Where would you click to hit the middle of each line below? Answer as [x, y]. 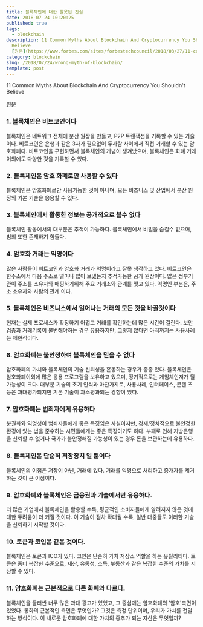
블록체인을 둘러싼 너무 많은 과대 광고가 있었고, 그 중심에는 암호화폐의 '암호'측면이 [101, 603]
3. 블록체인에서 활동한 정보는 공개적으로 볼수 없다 [73, 214]
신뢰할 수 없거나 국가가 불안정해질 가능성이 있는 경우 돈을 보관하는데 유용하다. [104, 439]
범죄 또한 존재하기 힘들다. [36, 237]
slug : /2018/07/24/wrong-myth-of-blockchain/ [64, 62]
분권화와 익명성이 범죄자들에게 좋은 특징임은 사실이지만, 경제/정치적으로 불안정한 [101, 423]
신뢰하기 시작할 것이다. [39, 525]
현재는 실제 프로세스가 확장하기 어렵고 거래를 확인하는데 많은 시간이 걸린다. [94, 322]
